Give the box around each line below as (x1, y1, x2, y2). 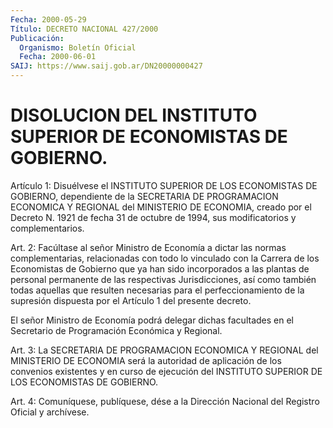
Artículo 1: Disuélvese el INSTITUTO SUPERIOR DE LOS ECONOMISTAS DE (10, 179, 318, 191)
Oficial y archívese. (10, 406, 90, 418)
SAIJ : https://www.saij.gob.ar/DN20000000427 (10, 61, 203, 71)
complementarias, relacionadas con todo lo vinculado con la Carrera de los (10, 252, 320, 264)
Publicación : (10, 33, 65, 43)
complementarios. (10, 222, 85, 234)
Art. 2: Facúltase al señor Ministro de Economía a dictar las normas (10, 241, 287, 253)
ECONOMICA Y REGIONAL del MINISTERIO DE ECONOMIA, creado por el (10, 201, 312, 213)
